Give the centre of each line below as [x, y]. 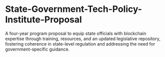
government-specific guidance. [37, 49]
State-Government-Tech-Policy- [74, 9]
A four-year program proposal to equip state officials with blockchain [76, 33]
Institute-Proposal [43, 20]
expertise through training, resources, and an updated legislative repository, [83, 39]
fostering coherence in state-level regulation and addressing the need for [80, 44]
